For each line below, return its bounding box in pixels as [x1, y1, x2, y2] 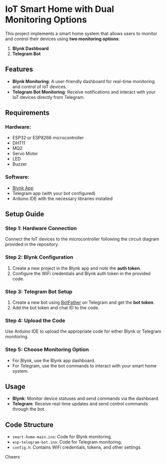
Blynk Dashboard [12, 45, 49, 51]
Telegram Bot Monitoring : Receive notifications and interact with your [12, 89, 156, 95]
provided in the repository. [5, 241, 59, 247]
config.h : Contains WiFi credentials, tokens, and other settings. [12, 444, 142, 451]
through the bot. [12, 406, 46, 412]
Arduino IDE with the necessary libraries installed [12, 195, 113, 201]
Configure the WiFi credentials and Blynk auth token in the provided [12, 270, 151, 277]
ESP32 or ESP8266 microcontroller [12, 135, 84, 141]
